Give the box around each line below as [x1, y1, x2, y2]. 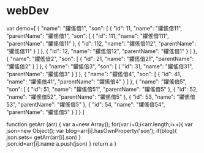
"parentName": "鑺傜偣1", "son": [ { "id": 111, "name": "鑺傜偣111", [6, 32, 170, 40]
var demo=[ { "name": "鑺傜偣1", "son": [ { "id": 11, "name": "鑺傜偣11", [6, 24, 183, 32]
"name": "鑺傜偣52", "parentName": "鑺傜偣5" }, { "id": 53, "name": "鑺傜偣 [6, 93, 195, 101]
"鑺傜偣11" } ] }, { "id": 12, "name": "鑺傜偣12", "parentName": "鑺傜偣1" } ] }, [6, 47, 197, 55]
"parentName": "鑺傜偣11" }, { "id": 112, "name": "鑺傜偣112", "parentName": [6, 40, 196, 47]
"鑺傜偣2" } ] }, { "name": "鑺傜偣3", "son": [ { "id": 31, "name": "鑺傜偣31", [6, 62, 194, 70]
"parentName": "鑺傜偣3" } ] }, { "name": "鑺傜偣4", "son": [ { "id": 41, [6, 70, 182, 77]
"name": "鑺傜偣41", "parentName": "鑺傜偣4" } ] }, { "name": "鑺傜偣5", [6, 77, 187, 85]
